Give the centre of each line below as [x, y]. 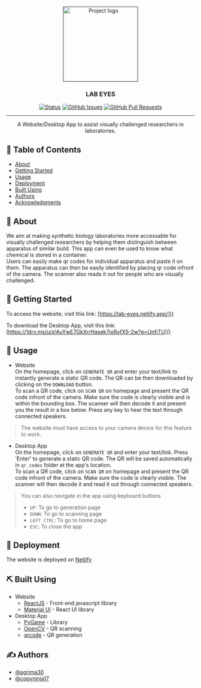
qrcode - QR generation [53, 635]
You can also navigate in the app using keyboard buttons [91, 495]
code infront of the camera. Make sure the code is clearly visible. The [100, 477]
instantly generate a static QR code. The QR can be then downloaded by [104, 378]
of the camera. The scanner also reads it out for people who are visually [95, 274]
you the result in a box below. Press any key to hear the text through [99, 409]
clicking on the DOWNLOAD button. [54, 384]
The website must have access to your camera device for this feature [106, 427]
